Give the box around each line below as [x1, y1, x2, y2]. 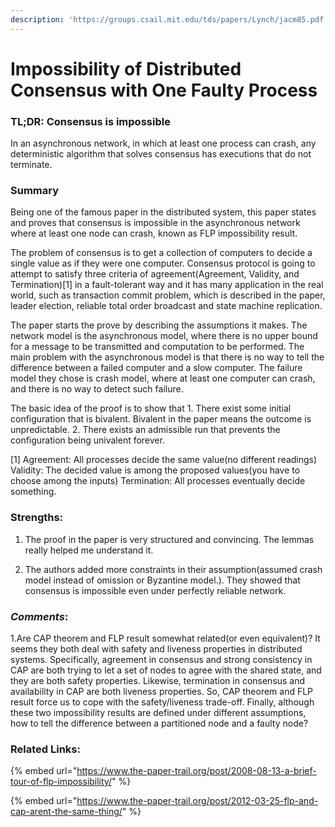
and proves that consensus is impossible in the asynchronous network [10, 217, 301, 229]
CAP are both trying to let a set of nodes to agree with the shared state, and [10, 664, 322, 676]
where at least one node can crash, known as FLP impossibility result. [10, 227, 298, 240]
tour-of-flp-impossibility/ [10, 776, 112, 788]
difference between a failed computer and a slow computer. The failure [10, 362, 303, 374]
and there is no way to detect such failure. [10, 383, 184, 395]
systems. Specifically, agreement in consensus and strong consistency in [10, 654, 313, 665]
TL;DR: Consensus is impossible [10, 114, 171, 128]
